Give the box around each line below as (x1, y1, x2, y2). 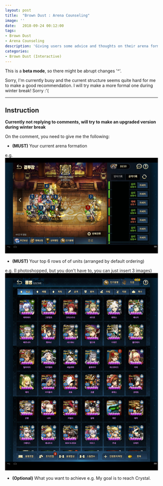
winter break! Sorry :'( (5, 87, 49, 93)
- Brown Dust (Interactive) (5, 54, 62, 59)
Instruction (5, 106, 39, 114)
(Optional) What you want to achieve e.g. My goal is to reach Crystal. (12, 475, 151, 481)
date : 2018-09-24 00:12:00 (5, 23, 64, 28)
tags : (5, 28, 16, 34)
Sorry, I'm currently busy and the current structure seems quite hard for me (5, 77, 156, 83)
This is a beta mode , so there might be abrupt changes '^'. (5, 68, 122, 74)
